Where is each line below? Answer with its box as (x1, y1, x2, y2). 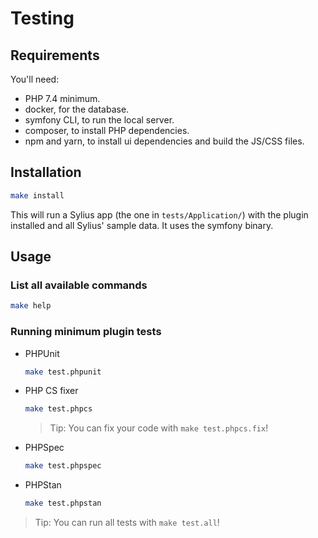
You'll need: (10, 73, 60, 85)
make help (10, 301, 52, 311)
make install (10, 190, 65, 201)
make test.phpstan (24, 498, 102, 509)
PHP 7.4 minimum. (24, 93, 101, 104)
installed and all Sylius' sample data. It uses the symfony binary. (10, 219, 274, 231)
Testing (10, 7, 75, 30)
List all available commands (10, 278, 148, 292)
